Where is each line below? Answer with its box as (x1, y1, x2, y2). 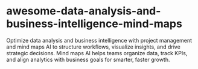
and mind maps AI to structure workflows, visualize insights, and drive (6, 43, 181, 50)
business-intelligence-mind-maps (6, 17, 182, 31)
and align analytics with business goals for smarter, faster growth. (6, 56, 170, 63)
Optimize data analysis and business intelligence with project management (6, 37, 192, 44)
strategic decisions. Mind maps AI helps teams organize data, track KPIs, (6, 49, 188, 56)
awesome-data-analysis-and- (6, 4, 161, 18)
